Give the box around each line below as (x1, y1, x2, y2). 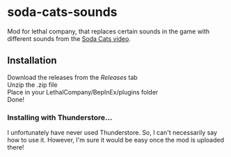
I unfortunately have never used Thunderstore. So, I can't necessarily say (7, 129, 218, 137)
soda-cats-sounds (7, 4, 118, 20)
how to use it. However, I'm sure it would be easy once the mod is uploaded (7, 136, 225, 144)
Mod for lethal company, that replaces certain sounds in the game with (7, 27, 210, 35)
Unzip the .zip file (7, 81, 58, 89)
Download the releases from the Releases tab (7, 73, 138, 81)
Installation (7, 55, 57, 67)
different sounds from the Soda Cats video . (7, 34, 131, 42)
